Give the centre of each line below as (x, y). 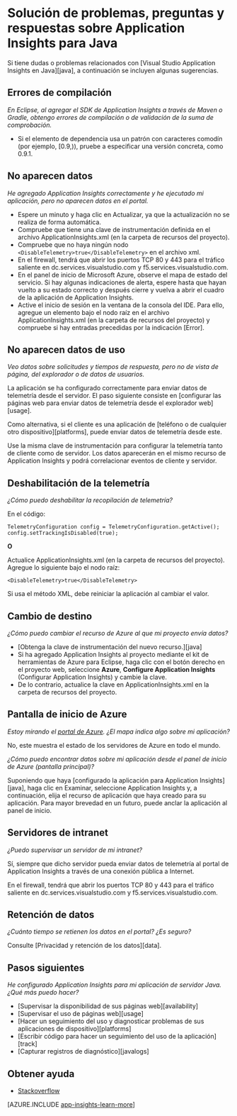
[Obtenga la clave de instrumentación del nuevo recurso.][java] (110, 647)
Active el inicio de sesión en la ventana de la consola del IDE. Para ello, (121, 305)
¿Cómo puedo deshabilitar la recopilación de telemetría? (90, 500)
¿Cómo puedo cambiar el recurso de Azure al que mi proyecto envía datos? (118, 633)
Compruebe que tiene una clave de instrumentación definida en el (114, 229)
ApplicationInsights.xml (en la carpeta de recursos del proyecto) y (114, 320)
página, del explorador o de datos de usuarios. (76, 375)
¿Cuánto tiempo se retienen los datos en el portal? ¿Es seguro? (99, 932)
